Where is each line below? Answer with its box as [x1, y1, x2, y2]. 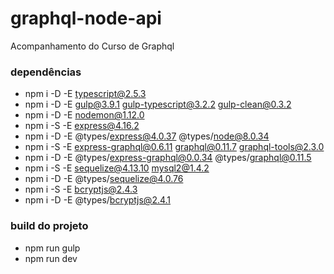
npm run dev [24, 252, 78, 264]
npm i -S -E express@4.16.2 [24, 120, 140, 132]
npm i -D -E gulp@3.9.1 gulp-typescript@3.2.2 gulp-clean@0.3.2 [24, 98, 292, 111]
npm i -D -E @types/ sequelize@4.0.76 [24, 173, 184, 185]
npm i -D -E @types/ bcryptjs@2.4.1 [24, 194, 172, 206]
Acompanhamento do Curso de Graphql [10, 40, 175, 52]
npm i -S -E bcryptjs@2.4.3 [24, 183, 138, 196]
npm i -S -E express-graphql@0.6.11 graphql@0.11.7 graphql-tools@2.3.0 [24, 141, 325, 153]
